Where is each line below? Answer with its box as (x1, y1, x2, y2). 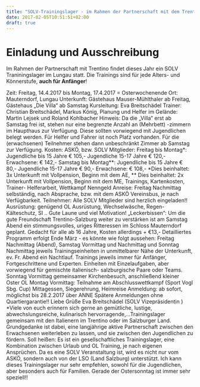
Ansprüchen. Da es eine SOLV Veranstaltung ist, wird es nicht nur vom (6, 349, 179, 356)
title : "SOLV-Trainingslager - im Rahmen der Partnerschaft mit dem (6, 8, 180, 15)
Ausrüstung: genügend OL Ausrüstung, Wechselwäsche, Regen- (6, 203, 165, 210)
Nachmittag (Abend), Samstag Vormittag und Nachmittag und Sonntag (6, 241, 180, 248)
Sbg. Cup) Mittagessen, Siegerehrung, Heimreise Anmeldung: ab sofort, (6, 285, 183, 292)
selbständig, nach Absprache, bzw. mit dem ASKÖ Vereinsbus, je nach (6, 191, 179, 198)
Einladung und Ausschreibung (6, 45, 160, 59)
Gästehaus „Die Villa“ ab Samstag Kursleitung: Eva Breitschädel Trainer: (6, 102, 182, 109)
